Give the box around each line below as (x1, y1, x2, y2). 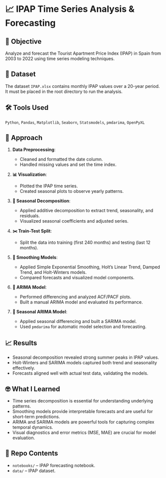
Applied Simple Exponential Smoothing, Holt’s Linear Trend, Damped (19, 264, 161, 270)
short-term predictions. (12, 414, 61, 420)
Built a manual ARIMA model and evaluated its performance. (19, 299, 143, 305)
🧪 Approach (5, 134, 43, 142)
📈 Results (5, 338, 37, 347)
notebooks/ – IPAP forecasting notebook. (12, 462, 95, 468)
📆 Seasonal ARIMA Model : (12, 309, 68, 315)
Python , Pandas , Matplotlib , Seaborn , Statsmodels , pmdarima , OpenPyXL (5, 119, 145, 125)
